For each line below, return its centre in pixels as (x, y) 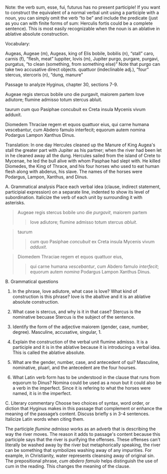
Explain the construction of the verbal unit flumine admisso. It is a (80, 342)
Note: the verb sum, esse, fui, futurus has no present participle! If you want (83, 7)
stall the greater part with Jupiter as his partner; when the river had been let (83, 150)
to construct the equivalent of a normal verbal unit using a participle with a (82, 13)
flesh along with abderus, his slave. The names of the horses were (74, 171)
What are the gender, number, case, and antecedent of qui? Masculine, (86, 362)
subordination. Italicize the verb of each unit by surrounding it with (74, 197)
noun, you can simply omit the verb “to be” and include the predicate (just (81, 18)
